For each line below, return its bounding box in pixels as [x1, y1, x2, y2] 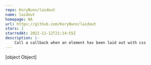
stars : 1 [5, 26, 24, 31]
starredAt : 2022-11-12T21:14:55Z [5, 31, 76, 36]
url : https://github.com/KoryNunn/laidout [5, 21, 96, 27]
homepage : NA [5, 17, 33, 22]
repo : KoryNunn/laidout [5, 7, 56, 13]
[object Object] [5, 54, 37, 60]
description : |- [5, 36, 40, 41]
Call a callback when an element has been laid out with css [14, 40, 146, 45]
